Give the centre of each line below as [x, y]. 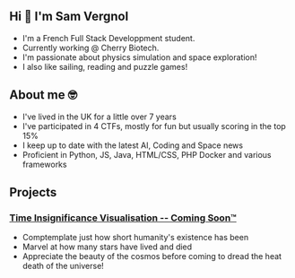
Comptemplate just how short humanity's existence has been [135, 238]
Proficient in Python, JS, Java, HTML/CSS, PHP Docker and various [147, 154]
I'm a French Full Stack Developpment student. [108, 38]
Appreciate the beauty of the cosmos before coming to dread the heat [152, 256]
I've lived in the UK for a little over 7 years [99, 117]
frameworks [44, 164]
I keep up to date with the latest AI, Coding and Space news [133, 145]
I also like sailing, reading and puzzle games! [105, 66]
